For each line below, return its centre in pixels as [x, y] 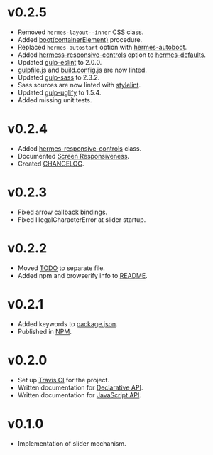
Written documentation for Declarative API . [80, 387]
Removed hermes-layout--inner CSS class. [81, 32]
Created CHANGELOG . [51, 164]
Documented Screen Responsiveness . [73, 156]
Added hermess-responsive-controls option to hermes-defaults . [111, 55]
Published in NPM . [45, 331]
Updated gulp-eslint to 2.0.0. [60, 62]
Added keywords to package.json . [68, 323]
